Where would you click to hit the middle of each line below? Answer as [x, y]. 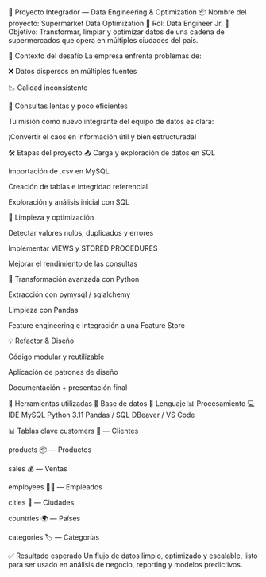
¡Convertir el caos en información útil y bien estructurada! [102, 137]
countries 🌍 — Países [44, 518]
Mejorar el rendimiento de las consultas [73, 263]
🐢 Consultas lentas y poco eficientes [68, 106]
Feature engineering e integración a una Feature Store [96, 325]
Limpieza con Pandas [43, 310]
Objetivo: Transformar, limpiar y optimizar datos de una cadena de [116, 32]
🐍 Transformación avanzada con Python [74, 279]
